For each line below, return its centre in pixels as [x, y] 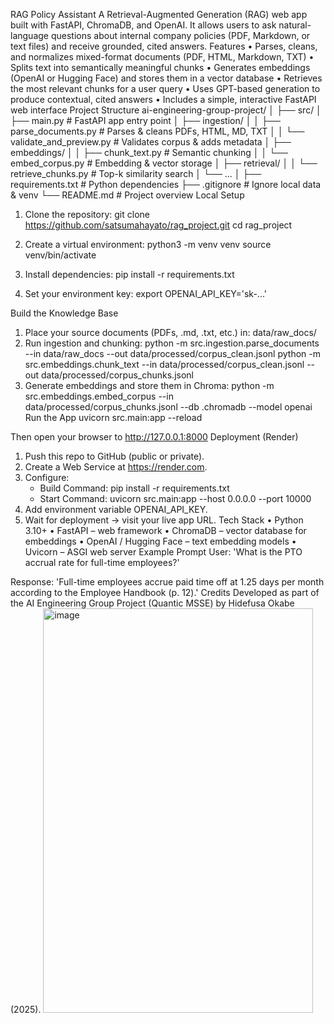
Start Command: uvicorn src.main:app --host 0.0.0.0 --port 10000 [175, 498]
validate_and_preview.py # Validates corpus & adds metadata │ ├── [151, 142]
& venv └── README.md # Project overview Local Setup [127, 195]
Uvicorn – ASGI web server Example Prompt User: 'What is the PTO [163, 552]
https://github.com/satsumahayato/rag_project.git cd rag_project [158, 225]
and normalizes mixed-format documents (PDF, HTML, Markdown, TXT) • [162, 57]
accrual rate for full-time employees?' [102, 562]
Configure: [47, 477]
